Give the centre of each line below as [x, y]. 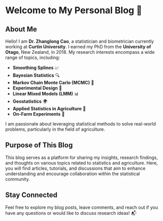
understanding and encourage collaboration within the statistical [73, 173]
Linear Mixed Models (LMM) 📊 [46, 94]
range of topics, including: [32, 57]
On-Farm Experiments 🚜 [39, 114]
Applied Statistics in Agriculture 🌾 [49, 108]
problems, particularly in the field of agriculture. [55, 129]
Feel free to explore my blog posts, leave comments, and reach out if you [82, 207]
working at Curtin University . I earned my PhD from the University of [78, 47]
